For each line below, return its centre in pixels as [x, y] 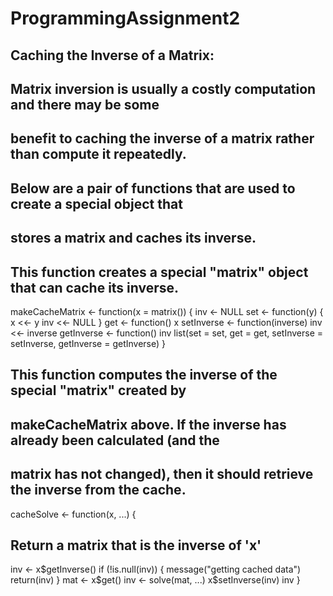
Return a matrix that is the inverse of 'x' [136, 545]
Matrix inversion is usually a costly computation [163, 88]
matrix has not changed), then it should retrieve [162, 474]
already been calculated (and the [115, 440]
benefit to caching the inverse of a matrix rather [162, 138]
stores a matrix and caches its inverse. [133, 238]
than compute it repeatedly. [98, 154]
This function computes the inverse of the [144, 375]
